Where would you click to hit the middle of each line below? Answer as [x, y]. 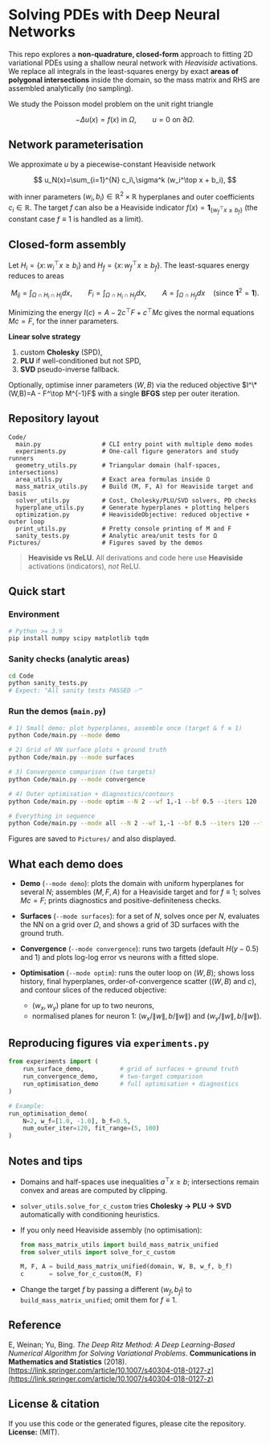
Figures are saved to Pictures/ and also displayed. [92, 839]
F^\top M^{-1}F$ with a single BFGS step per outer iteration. [141, 394]
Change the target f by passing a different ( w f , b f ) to [106, 1290]
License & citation [54, 1404]
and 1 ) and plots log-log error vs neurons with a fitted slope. [119, 958]
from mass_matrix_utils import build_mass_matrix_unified [119, 1245]
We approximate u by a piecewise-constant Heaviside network [112, 164]
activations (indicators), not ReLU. [84, 566]
